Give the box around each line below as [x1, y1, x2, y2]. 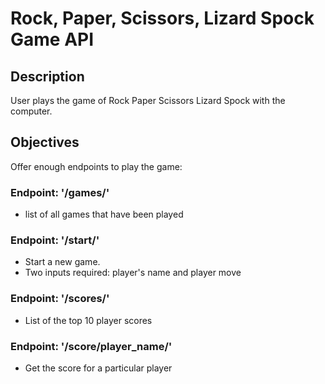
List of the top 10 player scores [24, 314, 153, 326]
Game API [10, 28, 95, 51]
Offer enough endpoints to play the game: [10, 160, 183, 172]
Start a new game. [24, 256, 101, 268]
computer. [10, 105, 53, 117]
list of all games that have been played [24, 208, 184, 221]
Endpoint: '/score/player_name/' [10, 339, 173, 353]
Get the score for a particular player [24, 362, 173, 374]
